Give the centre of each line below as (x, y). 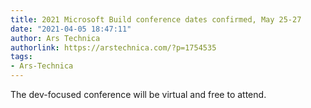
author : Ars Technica (55, 38)
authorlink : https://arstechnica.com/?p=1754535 (113, 47)
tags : (21, 57)
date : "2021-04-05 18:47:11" (71, 29)
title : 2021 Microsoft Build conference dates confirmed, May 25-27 (156, 19)
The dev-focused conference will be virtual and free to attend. (138, 94)
